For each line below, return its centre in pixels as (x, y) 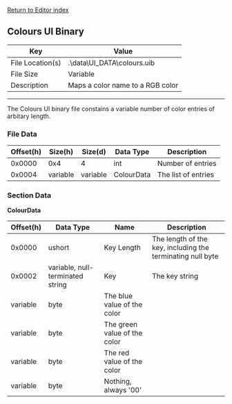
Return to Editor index (38, 10)
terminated (66, 276)
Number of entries (187, 164)
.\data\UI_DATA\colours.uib (112, 63)
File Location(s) (36, 63)
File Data (22, 134)
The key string (175, 276)
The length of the (180, 239)
